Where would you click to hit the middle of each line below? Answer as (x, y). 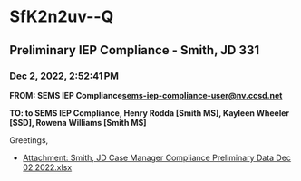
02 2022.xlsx (47, 167)
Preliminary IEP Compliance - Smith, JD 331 (135, 50)
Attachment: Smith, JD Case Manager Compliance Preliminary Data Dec (157, 157)
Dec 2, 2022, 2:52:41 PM (64, 76)
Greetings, (29, 140)
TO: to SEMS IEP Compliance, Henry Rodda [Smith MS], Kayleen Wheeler (150, 113)
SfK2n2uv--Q (62, 17)
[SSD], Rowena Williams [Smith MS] (78, 122)
